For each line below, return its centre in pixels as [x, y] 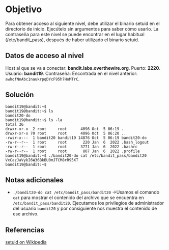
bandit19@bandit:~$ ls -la [34, 120]
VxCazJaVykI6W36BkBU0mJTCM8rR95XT [42, 160]
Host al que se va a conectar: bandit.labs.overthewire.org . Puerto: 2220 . [83, 68]
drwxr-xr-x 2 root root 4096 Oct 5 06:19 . [65, 129]
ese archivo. [26, 214]
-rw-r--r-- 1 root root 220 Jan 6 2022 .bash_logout [77, 142]
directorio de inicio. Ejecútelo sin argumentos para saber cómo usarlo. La [82, 29]
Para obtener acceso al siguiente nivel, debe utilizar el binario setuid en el [82, 23]
